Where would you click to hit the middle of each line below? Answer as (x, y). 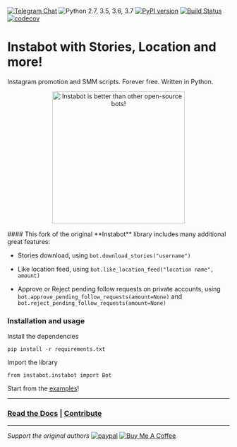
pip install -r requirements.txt (56, 349)
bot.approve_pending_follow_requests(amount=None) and (100, 296)
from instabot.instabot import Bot (60, 376)
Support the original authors (48, 436)
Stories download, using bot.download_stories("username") (104, 255)
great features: (29, 241)
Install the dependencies (43, 337)
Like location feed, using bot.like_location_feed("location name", (115, 269)
